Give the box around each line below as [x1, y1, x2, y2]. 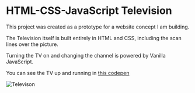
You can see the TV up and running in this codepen [6, 69, 130, 76]
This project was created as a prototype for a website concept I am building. [6, 23, 190, 30]
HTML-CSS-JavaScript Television [6, 4, 172, 17]
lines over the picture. [6, 41, 58, 48]
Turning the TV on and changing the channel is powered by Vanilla [6, 52, 166, 59]
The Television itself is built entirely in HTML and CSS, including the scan [6, 34, 182, 41]
